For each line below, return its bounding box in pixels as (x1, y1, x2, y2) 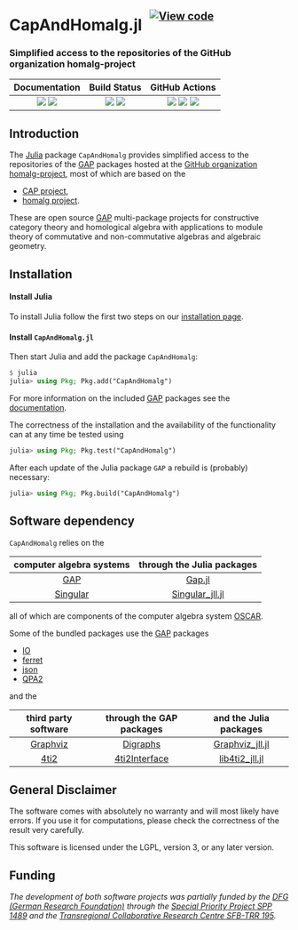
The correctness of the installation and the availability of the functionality (9, 419, 277, 430)
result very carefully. (9, 825, 84, 836)
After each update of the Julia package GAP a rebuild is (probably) (9, 462, 248, 473)
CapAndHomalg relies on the (9, 537, 105, 548)
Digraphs (122, 738, 161, 750)
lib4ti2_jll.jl (218, 752, 264, 765)
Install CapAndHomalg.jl (9, 332, 95, 342)
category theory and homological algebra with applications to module (9, 222, 263, 233)
